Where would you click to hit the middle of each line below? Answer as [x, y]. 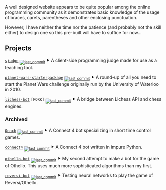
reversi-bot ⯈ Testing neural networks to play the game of [79, 175]
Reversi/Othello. [22, 182]
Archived [17, 119]
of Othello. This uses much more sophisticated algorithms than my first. [79, 166]
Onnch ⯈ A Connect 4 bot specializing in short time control [78, 130]
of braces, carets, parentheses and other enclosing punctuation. [71, 18]
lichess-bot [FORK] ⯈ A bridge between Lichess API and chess [83, 99]
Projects [18, 49]
